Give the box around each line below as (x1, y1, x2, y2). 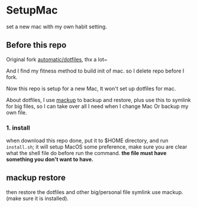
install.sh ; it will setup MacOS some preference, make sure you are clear (6, 143, 188, 150)
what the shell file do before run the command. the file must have (6, 150, 167, 157)
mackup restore (6, 173, 66, 183)
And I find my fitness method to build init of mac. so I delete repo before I (6, 67, 185, 74)
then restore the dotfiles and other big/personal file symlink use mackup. (6, 188, 183, 195)
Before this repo (6, 40, 67, 50)
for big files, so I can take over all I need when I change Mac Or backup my (6, 103, 189, 110)
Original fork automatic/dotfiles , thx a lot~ (6, 55, 108, 63)
